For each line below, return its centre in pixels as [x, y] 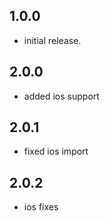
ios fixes [41, 207]
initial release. [52, 40]
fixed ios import [56, 151]
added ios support [61, 96]
